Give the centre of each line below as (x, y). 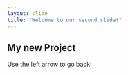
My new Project (42, 48)
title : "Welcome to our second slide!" (65, 20)
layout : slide (28, 13)
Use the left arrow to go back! (49, 64)
